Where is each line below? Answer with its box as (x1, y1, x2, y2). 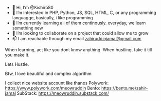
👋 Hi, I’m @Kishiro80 (12, 5, 54, 10)
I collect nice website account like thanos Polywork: (5, 80, 109, 86)
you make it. (5, 52, 30, 58)
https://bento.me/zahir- (101, 85, 148, 91)
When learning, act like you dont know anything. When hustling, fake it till (5, 47, 152, 53)
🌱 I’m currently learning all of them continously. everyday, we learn (12, 20, 146, 26)
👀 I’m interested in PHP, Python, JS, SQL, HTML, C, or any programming (12, 10, 157, 15)
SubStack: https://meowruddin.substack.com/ (17, 90, 109, 96)
